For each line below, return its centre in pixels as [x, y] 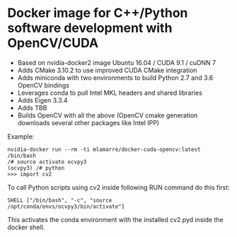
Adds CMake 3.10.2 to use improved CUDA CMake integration [107, 70]
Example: [21, 137]
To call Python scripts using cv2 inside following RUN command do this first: [118, 187]
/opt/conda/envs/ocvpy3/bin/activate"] [66, 207]
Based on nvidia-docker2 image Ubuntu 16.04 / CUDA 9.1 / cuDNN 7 [117, 62]
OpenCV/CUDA [53, 43]
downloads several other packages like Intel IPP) [88, 122]
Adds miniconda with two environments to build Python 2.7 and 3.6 [115, 77]
